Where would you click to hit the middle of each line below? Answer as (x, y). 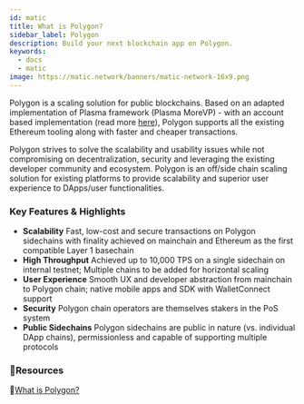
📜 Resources (37, 370)
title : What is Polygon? (56, 26)
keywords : (28, 52)
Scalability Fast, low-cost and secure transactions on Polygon (139, 232)
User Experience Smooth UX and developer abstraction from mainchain (157, 280)
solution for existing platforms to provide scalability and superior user (139, 178)
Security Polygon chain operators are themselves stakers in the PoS (150, 309)
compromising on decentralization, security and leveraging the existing (142, 159)
